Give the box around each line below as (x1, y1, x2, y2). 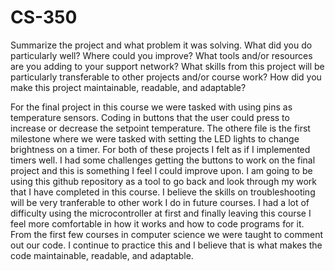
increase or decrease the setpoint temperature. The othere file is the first (10, 122, 311, 134)
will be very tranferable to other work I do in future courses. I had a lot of (10, 196, 310, 208)
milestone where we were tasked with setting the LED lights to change (10, 132, 300, 145)
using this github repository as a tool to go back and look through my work (10, 175, 318, 187)
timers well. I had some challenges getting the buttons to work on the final (10, 154, 316, 166)
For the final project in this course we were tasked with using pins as (10, 101, 293, 113)
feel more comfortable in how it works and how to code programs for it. (10, 217, 305, 230)
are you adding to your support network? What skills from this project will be (10, 60, 325, 72)
